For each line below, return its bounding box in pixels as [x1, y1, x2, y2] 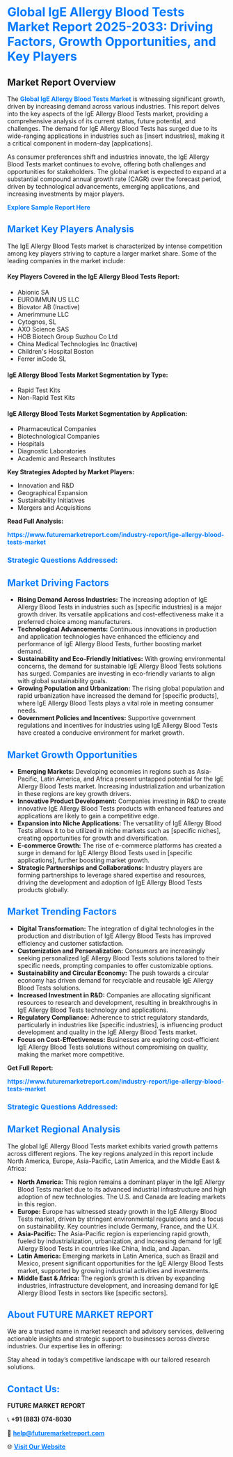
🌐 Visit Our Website [7, 1442, 66, 1451]
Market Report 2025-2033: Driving [7, 19, 214, 35]
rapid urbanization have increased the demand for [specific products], [17, 692, 219, 700]
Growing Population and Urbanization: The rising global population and [17, 684, 225, 693]
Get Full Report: [7, 1063, 54, 1072]
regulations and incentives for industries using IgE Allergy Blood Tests [17, 722, 218, 730]
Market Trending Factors [7, 906, 117, 918]
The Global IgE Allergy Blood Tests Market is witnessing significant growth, [7, 95, 225, 103]
